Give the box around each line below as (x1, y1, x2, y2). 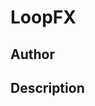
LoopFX (10, 6, 77, 29)
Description (10, 79, 85, 96)
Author (10, 46, 55, 63)
